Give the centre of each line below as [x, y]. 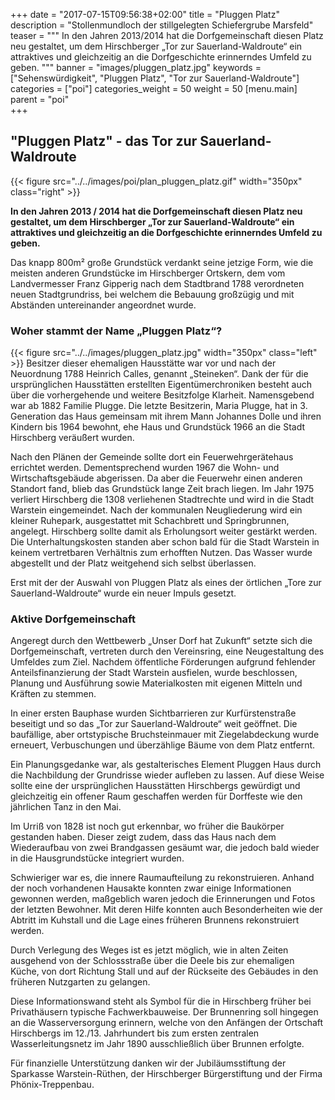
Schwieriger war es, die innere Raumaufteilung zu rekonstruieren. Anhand [162, 878]
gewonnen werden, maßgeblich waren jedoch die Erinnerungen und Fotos [163, 899]
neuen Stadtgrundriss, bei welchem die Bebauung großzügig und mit [152, 294]
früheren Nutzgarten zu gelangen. [80, 982]
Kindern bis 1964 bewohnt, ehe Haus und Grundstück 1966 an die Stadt [158, 427]
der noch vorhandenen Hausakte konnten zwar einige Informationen [151, 888]
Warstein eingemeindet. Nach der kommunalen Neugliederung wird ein [156, 510]
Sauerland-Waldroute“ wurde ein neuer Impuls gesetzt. [123, 593]
